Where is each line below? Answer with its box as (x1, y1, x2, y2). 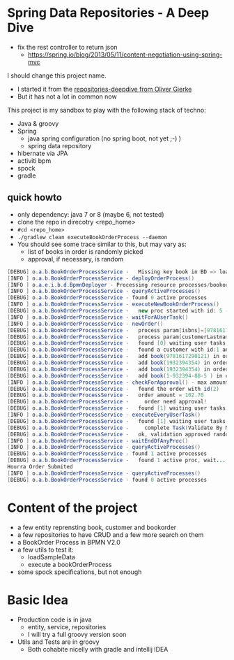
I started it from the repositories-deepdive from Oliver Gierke (17, 85, 192, 93)
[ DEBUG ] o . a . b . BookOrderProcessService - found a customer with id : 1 (7, 346, 219, 354)
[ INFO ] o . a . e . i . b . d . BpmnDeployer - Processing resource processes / (7, 281, 210, 288)
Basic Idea (7, 592, 68, 608)
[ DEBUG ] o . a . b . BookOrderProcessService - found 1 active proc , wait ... (7, 457, 226, 464)
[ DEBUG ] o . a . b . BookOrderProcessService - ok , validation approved (7, 431, 210, 438)
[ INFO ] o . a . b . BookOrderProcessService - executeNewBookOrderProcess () (7, 301, 219, 308)
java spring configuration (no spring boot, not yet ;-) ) (27, 134, 182, 143)
